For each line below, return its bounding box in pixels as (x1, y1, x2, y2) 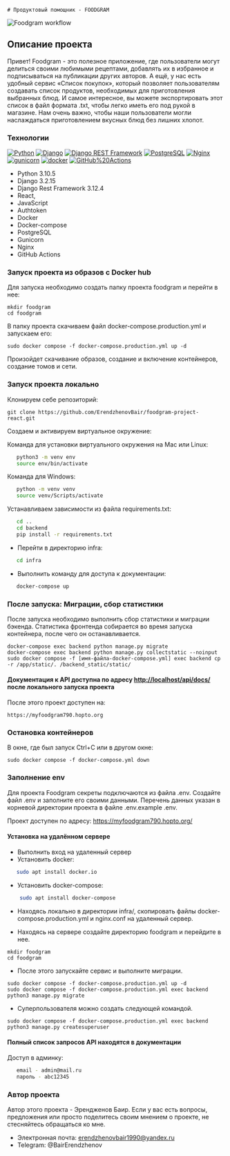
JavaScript (17, 199, 48, 207)
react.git (7, 415, 36, 422)
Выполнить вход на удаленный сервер (17, 848, 132, 856)
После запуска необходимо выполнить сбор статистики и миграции (7, 615, 209, 623)
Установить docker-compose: (17, 881, 104, 889)
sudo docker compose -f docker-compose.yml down (7, 757, 150, 764)
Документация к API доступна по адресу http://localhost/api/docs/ (7, 675, 211, 684)
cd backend (16, 525, 48, 532)
